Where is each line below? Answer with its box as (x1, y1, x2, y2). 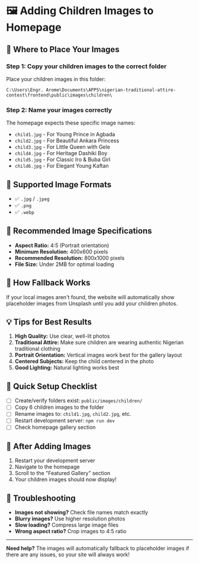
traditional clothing (14, 345, 61, 352)
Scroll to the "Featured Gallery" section (14, 470, 111, 477)
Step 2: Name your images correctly (6, 105, 113, 114)
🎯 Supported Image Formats (6, 180, 112, 190)
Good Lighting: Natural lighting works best (14, 364, 120, 371)
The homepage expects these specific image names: (6, 119, 136, 127)
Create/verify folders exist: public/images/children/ (14, 397, 143, 404)
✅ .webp (14, 208, 34, 216)
